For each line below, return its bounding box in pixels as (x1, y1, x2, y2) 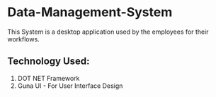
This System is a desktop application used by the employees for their (7, 27, 209, 36)
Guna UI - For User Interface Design (17, 82, 123, 90)
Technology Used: (7, 56, 90, 67)
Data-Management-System (7, 4, 173, 20)
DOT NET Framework (17, 74, 80, 82)
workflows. (7, 34, 40, 43)
